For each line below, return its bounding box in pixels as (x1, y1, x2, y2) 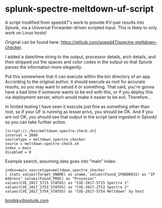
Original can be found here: (5, 39, 60, 45)
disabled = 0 (5, 150, 32, 155)
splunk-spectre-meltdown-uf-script (5, 3, 154, 15)
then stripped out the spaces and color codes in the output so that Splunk (5, 59, 153, 65)
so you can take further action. (5, 119, 66, 125)
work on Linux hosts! (5, 30, 47, 35)
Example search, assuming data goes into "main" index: (5, 158, 116, 164)
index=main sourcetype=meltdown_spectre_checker (5, 168, 105, 173)
